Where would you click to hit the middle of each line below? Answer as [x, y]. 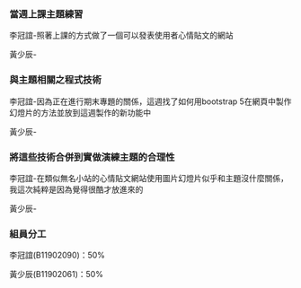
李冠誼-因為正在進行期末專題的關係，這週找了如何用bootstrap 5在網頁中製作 [150, 101]
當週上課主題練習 [46, 13]
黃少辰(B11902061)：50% [56, 275]
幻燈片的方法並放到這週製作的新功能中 [80, 112]
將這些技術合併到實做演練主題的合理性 [92, 157]
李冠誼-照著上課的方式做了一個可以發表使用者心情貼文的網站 [121, 35]
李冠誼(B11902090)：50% [58, 255]
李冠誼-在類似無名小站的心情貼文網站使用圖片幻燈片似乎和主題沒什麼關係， [149, 178]
